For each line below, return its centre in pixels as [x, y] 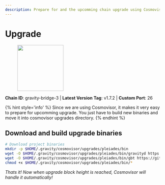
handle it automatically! [29, 177]
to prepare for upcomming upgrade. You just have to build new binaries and [82, 112]
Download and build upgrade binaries [64, 133]
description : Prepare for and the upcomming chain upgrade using [73, 10]
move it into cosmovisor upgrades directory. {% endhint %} [65, 118]
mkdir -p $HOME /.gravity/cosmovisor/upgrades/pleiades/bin [67, 149]
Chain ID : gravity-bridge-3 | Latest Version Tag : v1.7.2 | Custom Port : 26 [79, 98]
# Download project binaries [35, 145]
